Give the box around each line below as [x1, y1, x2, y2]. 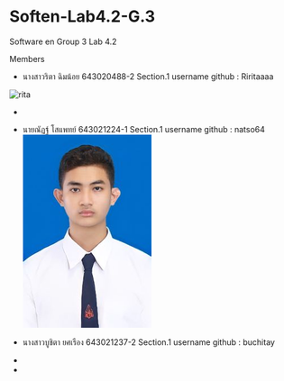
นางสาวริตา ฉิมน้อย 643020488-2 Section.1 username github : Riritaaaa [22, 70, 274, 82]
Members [9, 53, 45, 64]
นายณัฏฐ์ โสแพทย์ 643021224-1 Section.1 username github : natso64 [22, 123, 266, 134]
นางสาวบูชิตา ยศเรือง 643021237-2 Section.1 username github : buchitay [22, 336, 275, 348]
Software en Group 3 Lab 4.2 [9, 36, 117, 47]
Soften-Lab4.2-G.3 [9, 6, 156, 27]
